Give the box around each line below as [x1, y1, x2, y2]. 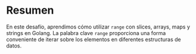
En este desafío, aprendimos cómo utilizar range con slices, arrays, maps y [6, 23, 190, 30]
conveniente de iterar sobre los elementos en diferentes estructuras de [6, 36, 181, 43]
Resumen [6, 4, 54, 17]
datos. [6, 42, 22, 49]
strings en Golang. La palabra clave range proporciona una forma [6, 29, 166, 36]
